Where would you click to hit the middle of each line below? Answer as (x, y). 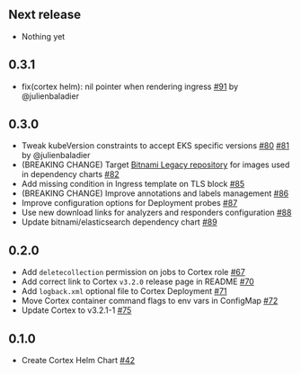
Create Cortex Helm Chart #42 (78, 361)
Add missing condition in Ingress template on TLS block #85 (133, 184)
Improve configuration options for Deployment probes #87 (129, 203)
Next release (45, 15)
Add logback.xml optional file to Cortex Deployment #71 (124, 291)
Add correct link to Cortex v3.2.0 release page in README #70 (138, 281)
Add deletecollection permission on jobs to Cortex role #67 (133, 272)
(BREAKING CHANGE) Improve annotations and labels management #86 (155, 193)
